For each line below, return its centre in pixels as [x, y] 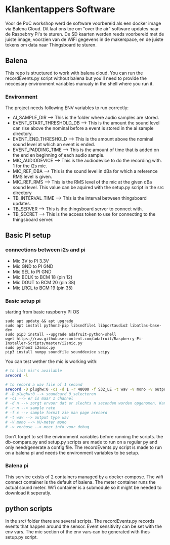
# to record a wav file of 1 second [44, 384]
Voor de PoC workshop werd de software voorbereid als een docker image [83, 23]
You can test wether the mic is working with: [51, 361]
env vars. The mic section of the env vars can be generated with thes [78, 531]
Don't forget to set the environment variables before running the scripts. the [84, 436]
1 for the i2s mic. [30, 166]
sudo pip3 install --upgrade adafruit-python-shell [61, 335]
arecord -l [17, 375]
